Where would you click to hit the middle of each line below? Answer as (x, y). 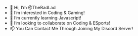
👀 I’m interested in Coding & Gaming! (47, 13)
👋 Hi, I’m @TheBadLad (33, 8)
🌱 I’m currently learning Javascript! (46, 18)
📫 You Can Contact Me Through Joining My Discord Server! (71, 28)
